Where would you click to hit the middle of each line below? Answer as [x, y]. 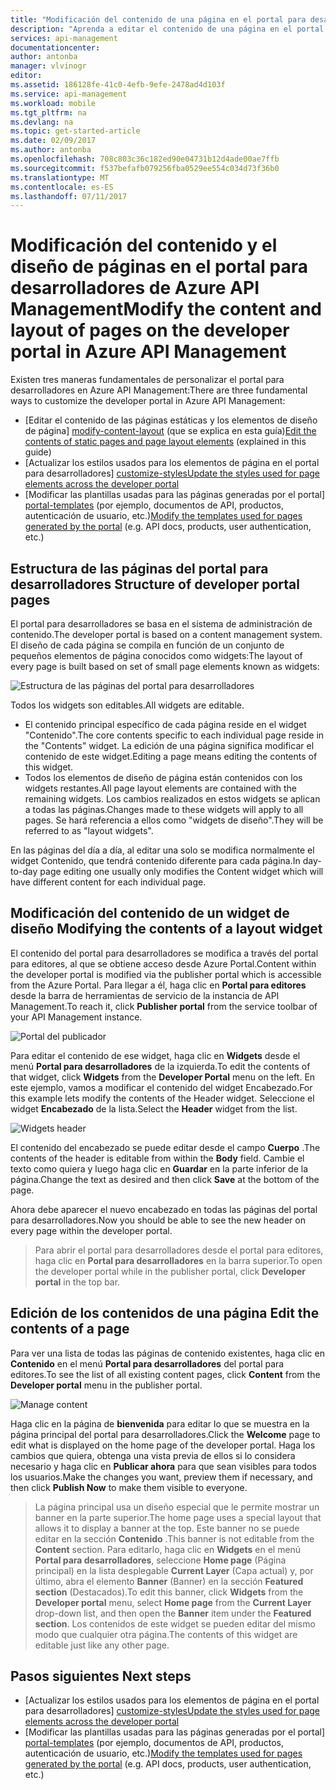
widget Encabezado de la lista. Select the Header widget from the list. [154, 1108]
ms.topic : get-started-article [75, 131]
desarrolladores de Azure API [135, 288]
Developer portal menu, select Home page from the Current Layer [173, 1602]
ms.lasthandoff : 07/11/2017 [69, 196]
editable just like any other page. [102, 1645]
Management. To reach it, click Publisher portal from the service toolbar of [164, 1006]
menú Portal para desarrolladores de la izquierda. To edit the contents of [160, 1066]
